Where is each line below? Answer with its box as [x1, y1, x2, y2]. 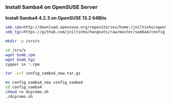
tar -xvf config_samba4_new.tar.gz [5, 71, 81, 76]
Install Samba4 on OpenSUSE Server [5, 4, 98, 11]
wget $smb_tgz [5, 57, 36, 62]
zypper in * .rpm [5, 62, 40, 67]
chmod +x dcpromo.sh [5, 89, 49, 94]
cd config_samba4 [5, 85, 42, 90]
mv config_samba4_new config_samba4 [5, 80, 83, 85]
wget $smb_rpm [5, 52, 36, 58]
